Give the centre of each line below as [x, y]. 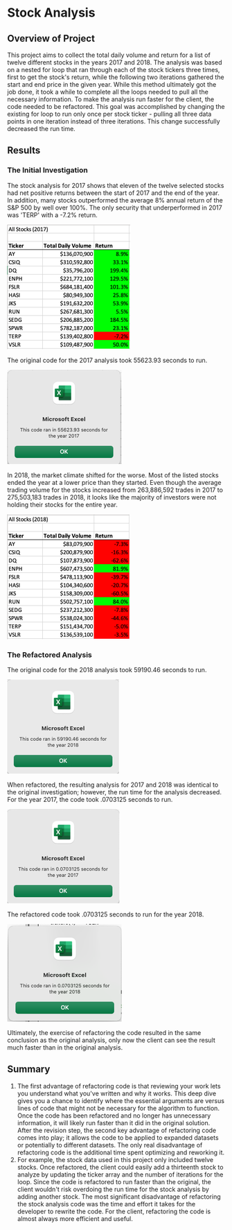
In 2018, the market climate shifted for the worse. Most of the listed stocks [113, 475]
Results [24, 151]
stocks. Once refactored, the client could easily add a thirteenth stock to [120, 1167]
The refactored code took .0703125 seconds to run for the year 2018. [106, 914]
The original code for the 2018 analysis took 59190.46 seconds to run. [107, 669]
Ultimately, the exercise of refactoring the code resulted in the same [104, 1032]
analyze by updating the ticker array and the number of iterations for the [120, 1175]
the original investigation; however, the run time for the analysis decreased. [114, 792]
